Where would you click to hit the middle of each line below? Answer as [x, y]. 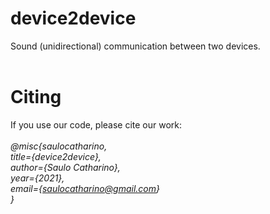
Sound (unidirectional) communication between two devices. [135, 46]
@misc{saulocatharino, [59, 146]
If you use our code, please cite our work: [96, 124]
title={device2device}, [56, 156]
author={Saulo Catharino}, [65, 167]
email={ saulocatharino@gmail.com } [85, 188]
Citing [36, 97]
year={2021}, [37, 178]
